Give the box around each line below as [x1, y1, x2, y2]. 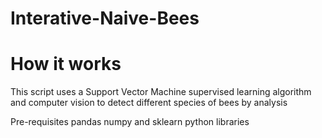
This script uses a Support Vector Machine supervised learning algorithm [10, 86, 312, 98]
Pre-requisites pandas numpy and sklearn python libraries [10, 116, 250, 128]
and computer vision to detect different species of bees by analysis [10, 97, 288, 109]
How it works [10, 53, 122, 76]
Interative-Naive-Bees [10, 7, 200, 30]
